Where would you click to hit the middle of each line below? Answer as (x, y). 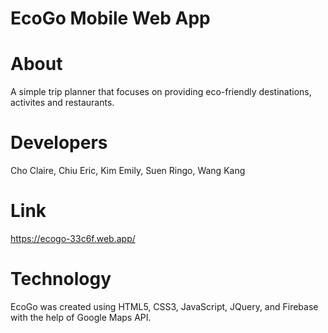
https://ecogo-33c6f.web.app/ (73, 238)
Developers (59, 143)
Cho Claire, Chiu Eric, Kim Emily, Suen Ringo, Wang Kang (128, 171)
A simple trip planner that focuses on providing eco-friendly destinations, (161, 92)
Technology (61, 279)
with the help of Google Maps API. (81, 317)
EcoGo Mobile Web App (110, 18)
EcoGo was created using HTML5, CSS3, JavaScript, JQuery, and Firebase (164, 306)
